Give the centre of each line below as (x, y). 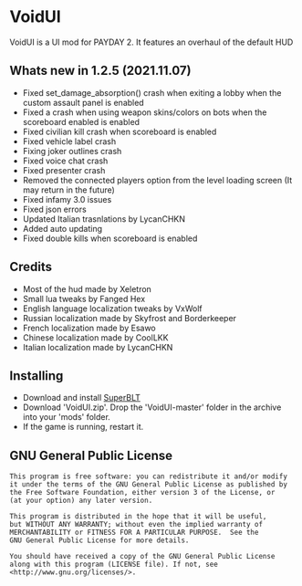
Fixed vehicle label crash (69, 141)
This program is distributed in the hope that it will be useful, (138, 517)
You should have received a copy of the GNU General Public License (142, 557)
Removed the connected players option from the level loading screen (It (157, 180)
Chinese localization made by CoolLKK (95, 337)
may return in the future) (69, 190)
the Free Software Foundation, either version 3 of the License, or (142, 493)
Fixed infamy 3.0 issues (67, 199)
